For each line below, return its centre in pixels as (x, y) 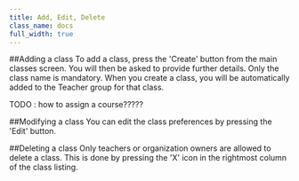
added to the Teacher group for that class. (87, 87)
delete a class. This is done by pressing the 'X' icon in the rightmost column (148, 158)
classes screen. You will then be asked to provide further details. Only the (144, 68)
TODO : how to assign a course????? (77, 105)
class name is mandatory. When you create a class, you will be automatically (149, 78)
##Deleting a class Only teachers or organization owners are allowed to (140, 148)
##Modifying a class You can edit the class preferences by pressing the (141, 122)
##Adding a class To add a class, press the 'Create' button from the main (143, 59)
